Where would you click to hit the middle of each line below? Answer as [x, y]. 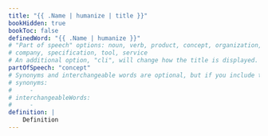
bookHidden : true [37, 23]
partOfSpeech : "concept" [49, 68]
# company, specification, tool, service [78, 53]
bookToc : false [33, 30]
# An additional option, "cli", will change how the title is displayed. [134, 61]
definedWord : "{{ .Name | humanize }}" [75, 38]
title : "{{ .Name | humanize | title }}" [78, 16]
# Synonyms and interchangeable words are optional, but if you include [132, 75]
